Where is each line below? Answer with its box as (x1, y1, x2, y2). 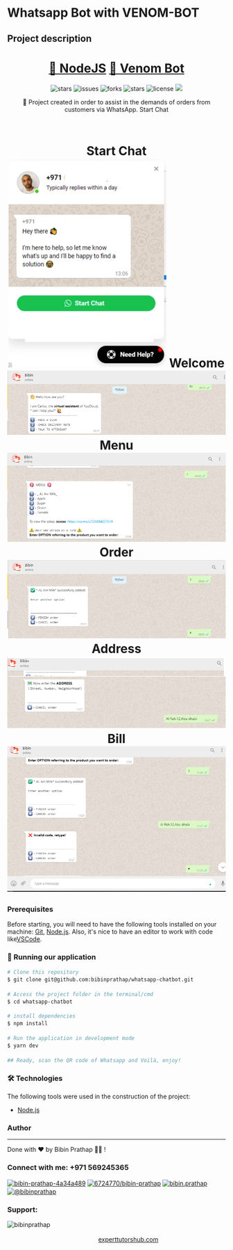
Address (91, 641, 142, 657)
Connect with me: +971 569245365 (7, 1163, 130, 1173)
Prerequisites (7, 904, 53, 914)
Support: (7, 1205, 38, 1215)
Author (7, 1123, 32, 1132)
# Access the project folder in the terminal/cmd (7, 991, 154, 997)
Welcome (169, 355, 225, 371)
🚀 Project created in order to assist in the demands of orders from (22, 97, 211, 106)
